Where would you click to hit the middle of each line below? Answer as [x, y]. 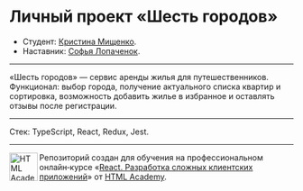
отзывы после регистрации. [63, 105]
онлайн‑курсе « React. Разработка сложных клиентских [146, 167]
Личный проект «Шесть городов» [143, 17]
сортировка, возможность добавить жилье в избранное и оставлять [142, 95]
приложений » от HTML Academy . [103, 177]
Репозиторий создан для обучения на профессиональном [151, 157]
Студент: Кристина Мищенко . [79, 41]
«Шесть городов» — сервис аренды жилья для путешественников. [139, 77]
